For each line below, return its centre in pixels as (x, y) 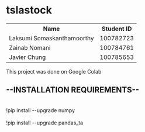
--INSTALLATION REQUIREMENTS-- (72, 90)
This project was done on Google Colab (54, 71)
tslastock (29, 10)
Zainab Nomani (30, 47)
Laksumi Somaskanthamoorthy (52, 38)
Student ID (117, 29)
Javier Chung (27, 57)
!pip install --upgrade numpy (40, 110)
